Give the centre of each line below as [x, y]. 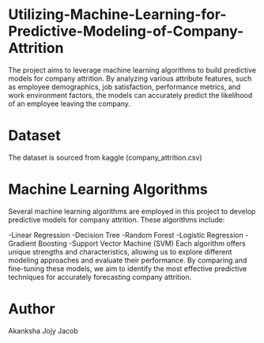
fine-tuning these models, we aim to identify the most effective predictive [128, 268]
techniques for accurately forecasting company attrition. [100, 277]
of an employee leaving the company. [69, 104]
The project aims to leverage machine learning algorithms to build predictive [132, 70]
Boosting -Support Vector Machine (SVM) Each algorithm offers [142, 243]
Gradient [23, 243]
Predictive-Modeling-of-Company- [126, 31]
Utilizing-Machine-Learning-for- [117, 15]
